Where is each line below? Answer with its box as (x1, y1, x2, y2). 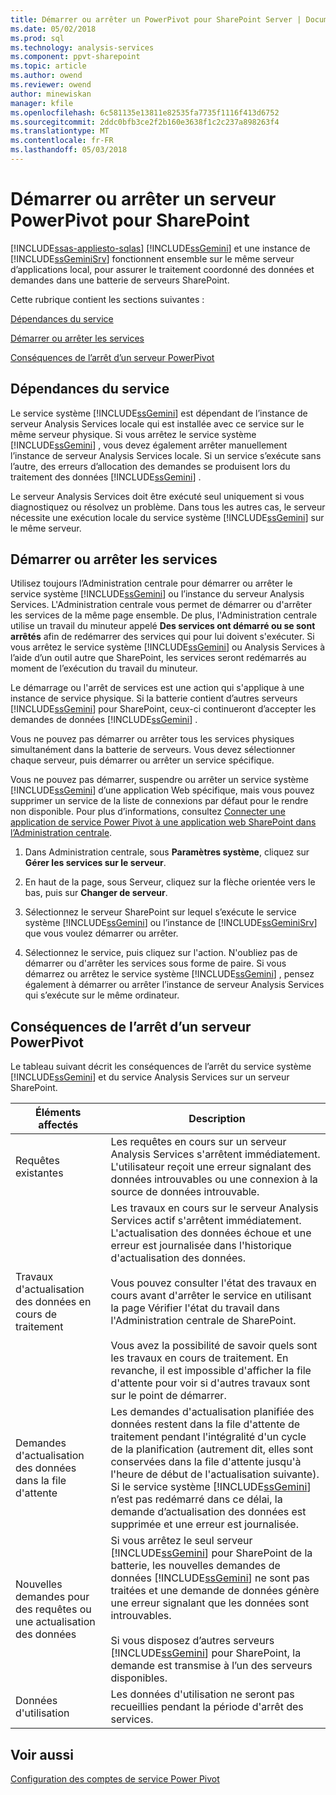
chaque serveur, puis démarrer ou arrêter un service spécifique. (10, 754, 275, 766)
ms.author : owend (10, 71, 83, 81)
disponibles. (110, 1671, 168, 1685)
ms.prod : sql (10, 33, 65, 43)
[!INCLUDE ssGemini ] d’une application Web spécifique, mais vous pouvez (10, 784, 315, 796)
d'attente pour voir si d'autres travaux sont (110, 1376, 311, 1390)
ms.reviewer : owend (10, 80, 92, 90)
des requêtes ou (15, 1602, 92, 1616)
